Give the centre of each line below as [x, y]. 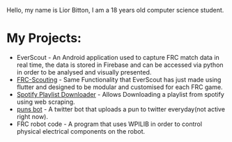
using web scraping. [46, 102]
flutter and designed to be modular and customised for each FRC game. [120, 87]
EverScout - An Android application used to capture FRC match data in [118, 57]
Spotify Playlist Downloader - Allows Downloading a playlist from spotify [120, 94]
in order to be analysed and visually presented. [84, 72]
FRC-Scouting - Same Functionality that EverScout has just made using [119, 79]
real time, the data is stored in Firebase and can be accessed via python [120, 65]
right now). [32, 116]
